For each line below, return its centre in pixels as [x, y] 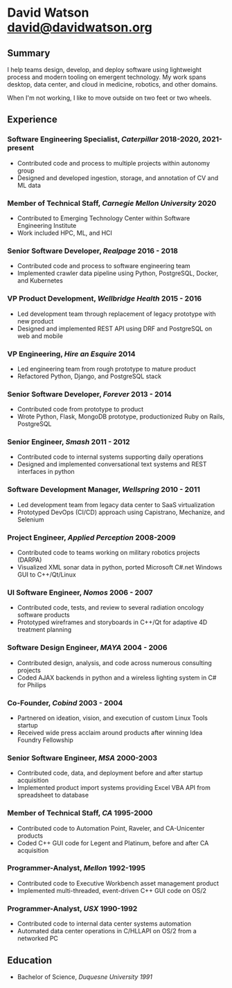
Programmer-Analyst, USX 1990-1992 [72, 908]
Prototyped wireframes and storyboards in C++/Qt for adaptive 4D [112, 622]
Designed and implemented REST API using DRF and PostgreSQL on [115, 328]
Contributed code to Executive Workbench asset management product [118, 883]
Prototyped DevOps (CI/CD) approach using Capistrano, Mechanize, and [121, 512]
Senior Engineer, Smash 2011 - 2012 [69, 442]
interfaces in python [46, 472]
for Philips [32, 685]
